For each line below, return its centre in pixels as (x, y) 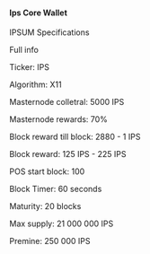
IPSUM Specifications (49, 32)
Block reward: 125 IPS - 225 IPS (68, 154)
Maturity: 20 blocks (45, 206)
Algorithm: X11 (35, 84)
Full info (24, 50)
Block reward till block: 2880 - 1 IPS (75, 137)
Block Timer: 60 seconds (56, 189)
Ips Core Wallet (38, 13)
